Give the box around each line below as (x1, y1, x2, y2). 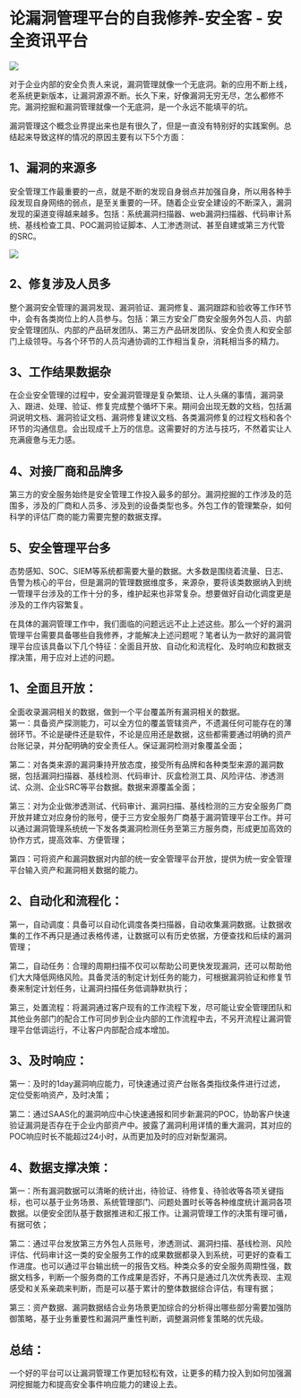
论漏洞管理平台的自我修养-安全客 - (9, 8, 263, 29)
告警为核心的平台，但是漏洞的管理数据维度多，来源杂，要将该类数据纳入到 (9, 577, 284, 588)
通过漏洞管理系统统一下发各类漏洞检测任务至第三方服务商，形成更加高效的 (16, 823, 292, 834)
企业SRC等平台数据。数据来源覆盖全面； (47, 782, 199, 792)
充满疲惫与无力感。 (9, 434, 81, 445)
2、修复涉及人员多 (9, 276, 112, 292)
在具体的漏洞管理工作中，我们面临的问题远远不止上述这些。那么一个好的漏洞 (9, 618, 292, 629)
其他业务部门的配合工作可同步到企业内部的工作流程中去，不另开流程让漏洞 (9, 1013, 284, 1024)
